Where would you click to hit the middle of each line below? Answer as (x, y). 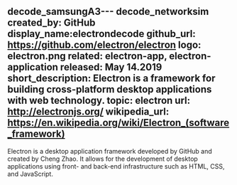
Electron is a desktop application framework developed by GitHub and (110, 151)
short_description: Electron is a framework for (111, 79)
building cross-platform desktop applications (110, 89)
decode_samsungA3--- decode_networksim (108, 12)
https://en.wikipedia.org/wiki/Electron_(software (118, 123)
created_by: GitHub (51, 23)
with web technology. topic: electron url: (99, 101)
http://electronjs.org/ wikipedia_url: (88, 112)
